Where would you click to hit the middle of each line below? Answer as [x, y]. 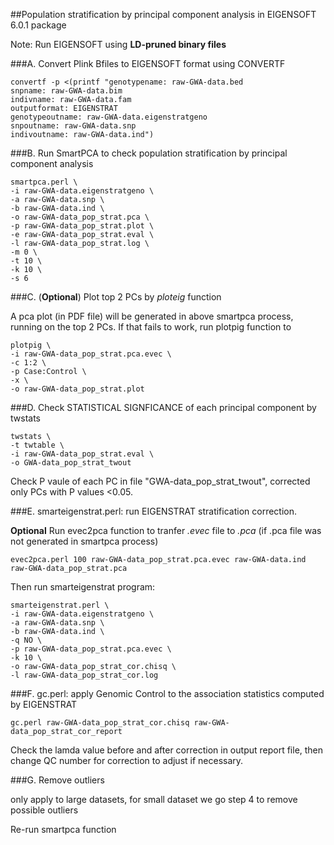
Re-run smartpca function [63, 829]
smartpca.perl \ [44, 182]
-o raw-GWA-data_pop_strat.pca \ [80, 217]
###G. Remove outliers [57, 780]
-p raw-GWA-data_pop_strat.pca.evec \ [91, 649]
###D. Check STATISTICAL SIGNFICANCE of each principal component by [163, 407]
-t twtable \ [37, 445]
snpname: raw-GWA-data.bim [66, 91]
